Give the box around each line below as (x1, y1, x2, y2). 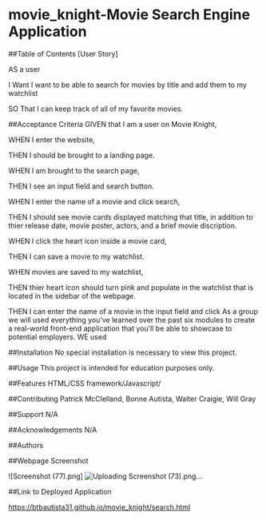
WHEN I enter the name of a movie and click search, (8, 196, 181, 206)
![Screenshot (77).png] (8, 471, 84, 481)
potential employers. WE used (8, 331, 107, 341)
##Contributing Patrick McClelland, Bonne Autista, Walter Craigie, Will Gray (8, 394, 256, 403)
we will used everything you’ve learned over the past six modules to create (8, 315, 256, 324)
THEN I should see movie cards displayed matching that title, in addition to (8, 212, 253, 221)
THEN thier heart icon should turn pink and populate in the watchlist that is (8, 282, 254, 292)
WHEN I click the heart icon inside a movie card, (8, 236, 167, 245)
